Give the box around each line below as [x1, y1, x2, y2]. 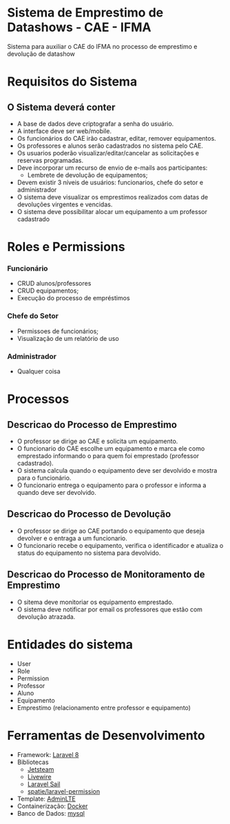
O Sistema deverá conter [7, 101, 116, 113]
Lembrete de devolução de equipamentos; [27, 170, 148, 179]
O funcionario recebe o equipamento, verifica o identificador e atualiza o [17, 541, 224, 549]
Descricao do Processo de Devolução [7, 509, 171, 520]
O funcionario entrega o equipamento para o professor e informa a [17, 481, 207, 489]
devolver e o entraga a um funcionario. [17, 533, 127, 542]
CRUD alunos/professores [17, 279, 92, 288]
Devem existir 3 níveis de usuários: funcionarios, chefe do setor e [17, 178, 204, 186]
